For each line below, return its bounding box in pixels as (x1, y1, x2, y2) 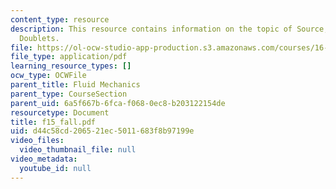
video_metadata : (10, 154, 78, 164)
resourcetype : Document (10, 107, 110, 118)
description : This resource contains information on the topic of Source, (10, 24, 329, 34)
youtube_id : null (19, 163, 92, 173)
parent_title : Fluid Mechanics (10, 80, 141, 90)
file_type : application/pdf (10, 52, 128, 62)
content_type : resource (10, 14, 110, 25)
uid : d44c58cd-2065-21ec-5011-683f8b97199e (10, 126, 195, 136)
